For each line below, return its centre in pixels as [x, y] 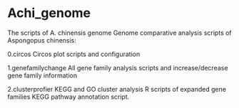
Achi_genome [49, 13]
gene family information [42, 75]
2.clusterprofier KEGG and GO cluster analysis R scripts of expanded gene [117, 89]
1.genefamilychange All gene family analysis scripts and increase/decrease [118, 67]
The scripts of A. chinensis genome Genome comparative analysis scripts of [119, 33]
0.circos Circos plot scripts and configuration [74, 54]
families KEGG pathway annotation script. [68, 97]
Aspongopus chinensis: [42, 40]
